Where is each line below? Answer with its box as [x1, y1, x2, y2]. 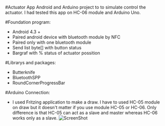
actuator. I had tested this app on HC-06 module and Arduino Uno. [5, 9, 141, 15]
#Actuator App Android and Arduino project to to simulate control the [5, 4, 146, 10]
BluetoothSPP [12, 75, 41, 80]
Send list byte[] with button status [12, 45, 82, 50]
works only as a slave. [12, 115, 58, 121]
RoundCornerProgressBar [12, 80, 65, 86]
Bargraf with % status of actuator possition [12, 50, 101, 56]
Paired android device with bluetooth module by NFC [12, 34, 120, 40]
